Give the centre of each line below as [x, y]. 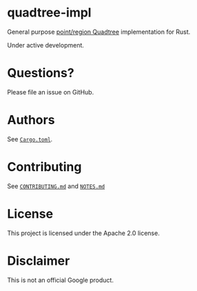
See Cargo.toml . [30, 139]
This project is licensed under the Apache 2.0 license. [83, 233]
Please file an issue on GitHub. [51, 92]
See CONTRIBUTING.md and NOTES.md [56, 186]
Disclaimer [39, 261]
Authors [31, 120]
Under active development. [46, 45]
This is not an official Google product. [60, 280]
